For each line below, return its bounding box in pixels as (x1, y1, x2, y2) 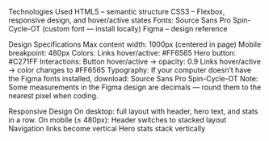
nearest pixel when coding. (8, 91, 99, 100)
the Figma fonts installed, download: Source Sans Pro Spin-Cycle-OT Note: (8, 74, 258, 83)
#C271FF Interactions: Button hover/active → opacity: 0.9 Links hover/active (8, 56, 261, 66)
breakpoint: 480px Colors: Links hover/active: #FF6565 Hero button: (8, 48, 237, 57)
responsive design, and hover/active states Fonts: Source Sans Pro (8, 15, 232, 25)
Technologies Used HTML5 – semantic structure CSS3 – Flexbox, (8, 7, 225, 16)
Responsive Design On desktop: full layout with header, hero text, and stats (8, 106, 258, 116)
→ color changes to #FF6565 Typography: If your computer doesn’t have (8, 65, 252, 75)
